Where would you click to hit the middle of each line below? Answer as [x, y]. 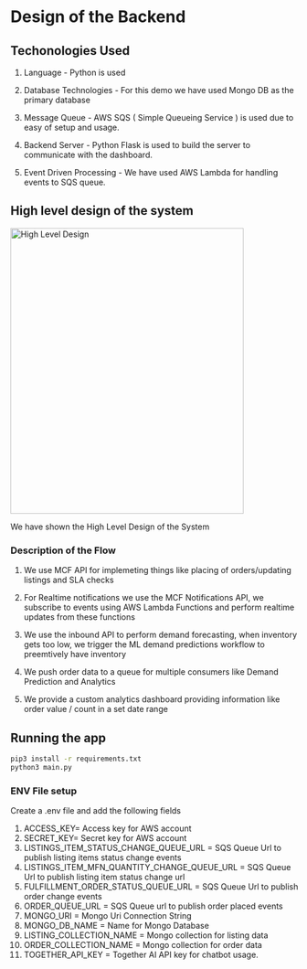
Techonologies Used [70, 51]
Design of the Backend [98, 17]
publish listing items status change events [102, 857]
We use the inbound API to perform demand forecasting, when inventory [160, 635]
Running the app [58, 738]
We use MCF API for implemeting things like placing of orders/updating [157, 570]
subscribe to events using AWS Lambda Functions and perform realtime [159, 607]
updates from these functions [79, 617]
